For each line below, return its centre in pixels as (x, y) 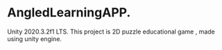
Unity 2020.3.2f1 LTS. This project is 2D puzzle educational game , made (111, 32)
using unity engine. (35, 38)
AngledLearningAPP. (69, 13)
